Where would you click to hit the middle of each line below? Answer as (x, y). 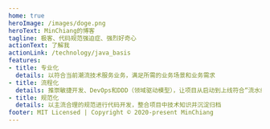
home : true (27, 16)
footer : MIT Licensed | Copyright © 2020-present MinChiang (111, 113)
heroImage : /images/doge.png (57, 23)
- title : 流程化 (34, 83)
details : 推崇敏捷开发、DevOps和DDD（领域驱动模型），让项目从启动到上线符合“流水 (138, 90)
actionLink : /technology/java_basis (70, 53)
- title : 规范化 (34, 98)
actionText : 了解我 (39, 46)
